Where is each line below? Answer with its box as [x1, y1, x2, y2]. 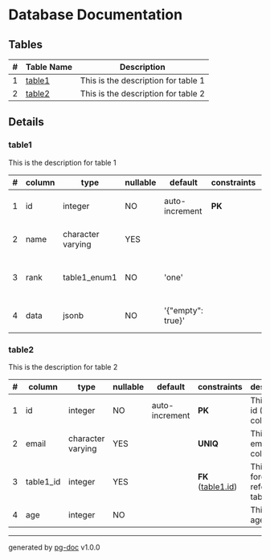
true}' [163, 315, 186, 326]
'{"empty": [163, 305, 203, 316]
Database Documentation [8, 6, 183, 24]
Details [8, 115, 44, 129]
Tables [8, 38, 43, 51]
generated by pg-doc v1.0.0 [8, 542, 100, 552]
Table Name [25, 62, 73, 72]
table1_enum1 [63, 272, 118, 283]
